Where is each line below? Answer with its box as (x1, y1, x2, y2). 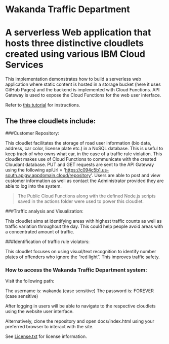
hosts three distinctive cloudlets (5, 38, 144, 49)
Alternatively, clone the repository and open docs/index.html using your (5, 318, 155, 324)
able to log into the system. (5, 183, 62, 189)
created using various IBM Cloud (5, 48, 146, 60)
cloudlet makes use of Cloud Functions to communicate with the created (5, 156, 157, 162)
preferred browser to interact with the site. (5, 324, 94, 330)
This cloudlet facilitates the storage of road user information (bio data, (5, 140, 152, 146)
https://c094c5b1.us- (65, 166, 109, 173)
